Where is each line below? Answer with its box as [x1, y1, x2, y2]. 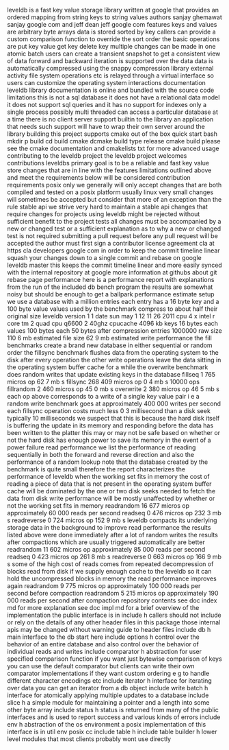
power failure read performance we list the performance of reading [7, 443, 196, 452]
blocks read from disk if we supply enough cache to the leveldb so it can [7, 567, 212, 575]
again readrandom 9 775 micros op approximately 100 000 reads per [7, 582, 201, 589]
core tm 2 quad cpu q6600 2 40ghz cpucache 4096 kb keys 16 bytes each [7, 319, 219, 327]
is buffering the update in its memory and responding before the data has [7, 421, 214, 430]
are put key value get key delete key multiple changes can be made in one [7, 43, 216, 50]
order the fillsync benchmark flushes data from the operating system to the [7, 349, 219, 356]
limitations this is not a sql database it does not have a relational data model [7, 93, 220, 102]
